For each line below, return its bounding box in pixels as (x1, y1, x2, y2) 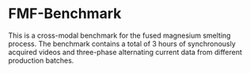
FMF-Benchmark (8, 5, 122, 23)
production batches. (8, 56, 74, 65)
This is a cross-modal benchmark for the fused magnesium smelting (8, 31, 231, 40)
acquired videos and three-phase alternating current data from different (8, 47, 243, 57)
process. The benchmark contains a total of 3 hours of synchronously (8, 38, 236, 48)
